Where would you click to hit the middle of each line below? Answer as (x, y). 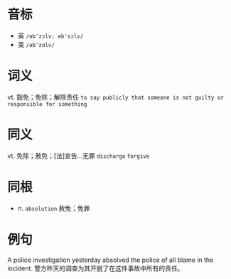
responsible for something (47, 104)
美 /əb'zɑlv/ (36, 44)
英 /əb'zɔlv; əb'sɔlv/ (50, 36)
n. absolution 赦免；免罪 (54, 208)
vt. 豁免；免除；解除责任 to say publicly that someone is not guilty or (116, 97)
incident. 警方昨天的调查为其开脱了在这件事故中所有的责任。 (96, 268)
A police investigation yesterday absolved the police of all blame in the (111, 260)
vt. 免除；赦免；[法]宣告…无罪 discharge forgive (79, 156)
